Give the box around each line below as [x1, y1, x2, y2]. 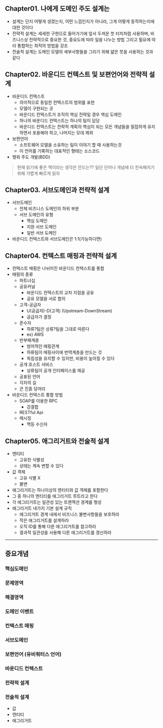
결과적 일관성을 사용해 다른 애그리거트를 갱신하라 [19, 529, 112, 535]
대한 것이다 [12, 24, 33, 30]
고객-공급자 [19, 302, 41, 308]
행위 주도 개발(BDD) [12, 154, 50, 160]
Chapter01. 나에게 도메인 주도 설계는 [5, 4, 110, 13]
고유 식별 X [19, 475, 41, 481]
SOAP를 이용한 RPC [19, 398, 58, 404]
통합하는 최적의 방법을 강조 [17, 43, 68, 49]
